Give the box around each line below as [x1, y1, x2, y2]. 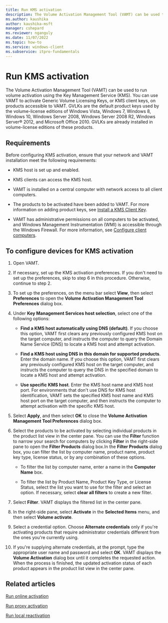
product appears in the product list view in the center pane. [12, 566, 135, 572]
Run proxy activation [5, 603, 48, 609]
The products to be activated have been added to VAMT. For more [12, 201, 149, 207]
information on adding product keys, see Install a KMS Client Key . [12, 207, 148, 213]
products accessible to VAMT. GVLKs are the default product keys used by [5, 103, 159, 109]
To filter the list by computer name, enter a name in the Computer [20, 464, 156, 470]
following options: [12, 316, 50, 322]
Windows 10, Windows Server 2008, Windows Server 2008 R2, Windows [5, 113, 156, 120]
